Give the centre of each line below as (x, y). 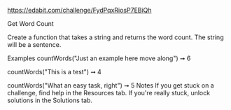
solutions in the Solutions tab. (50, 100)
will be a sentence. (34, 44)
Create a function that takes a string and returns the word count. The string (115, 37)
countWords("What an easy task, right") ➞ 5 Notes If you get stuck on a (111, 85)
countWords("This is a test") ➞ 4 (54, 72)
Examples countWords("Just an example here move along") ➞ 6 (99, 58)
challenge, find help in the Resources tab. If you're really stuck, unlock (109, 93)
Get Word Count (30, 23)
